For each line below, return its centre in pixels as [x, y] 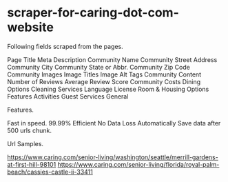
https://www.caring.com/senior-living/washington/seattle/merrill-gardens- [113, 157]
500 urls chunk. [29, 130]
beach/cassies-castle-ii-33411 [50, 172]
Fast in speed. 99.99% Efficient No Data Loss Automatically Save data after [114, 123]
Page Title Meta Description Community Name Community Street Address [112, 59]
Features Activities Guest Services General [68, 96]
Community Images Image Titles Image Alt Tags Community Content [104, 74]
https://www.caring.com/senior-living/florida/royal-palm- [138, 164]
